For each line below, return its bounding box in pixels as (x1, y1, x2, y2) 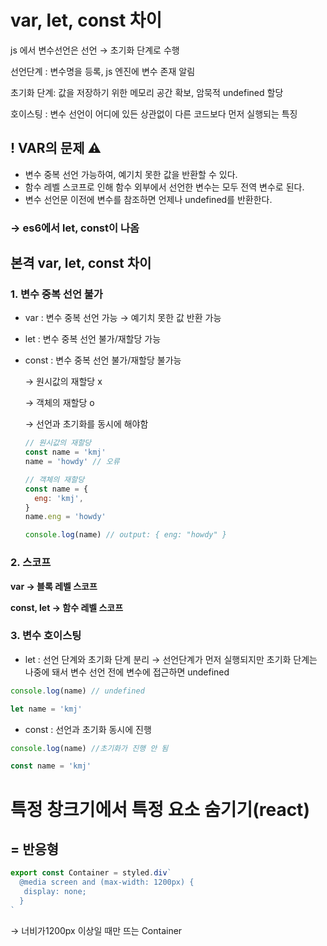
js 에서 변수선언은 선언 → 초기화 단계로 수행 (10, 44, 180, 56)
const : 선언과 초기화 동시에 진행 (24, 723, 152, 735)
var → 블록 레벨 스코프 (10, 580, 98, 592)
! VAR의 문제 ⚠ (10, 140, 102, 157)
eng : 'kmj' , (34, 493, 84, 503)
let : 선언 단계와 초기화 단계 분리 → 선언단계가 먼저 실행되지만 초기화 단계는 (24, 653, 318, 665)
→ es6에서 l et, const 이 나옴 (10, 221, 140, 235)
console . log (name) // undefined (10, 686, 145, 696)
